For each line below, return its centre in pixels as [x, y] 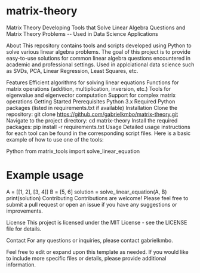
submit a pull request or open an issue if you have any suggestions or [92, 204]
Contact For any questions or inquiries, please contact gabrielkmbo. [90, 240]
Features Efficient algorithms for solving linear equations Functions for [93, 82]
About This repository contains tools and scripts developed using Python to [99, 45]
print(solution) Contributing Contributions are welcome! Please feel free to [97, 198]
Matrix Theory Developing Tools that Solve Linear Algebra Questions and [96, 27]
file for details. [24, 229]
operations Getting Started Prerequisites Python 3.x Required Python [91, 101]
